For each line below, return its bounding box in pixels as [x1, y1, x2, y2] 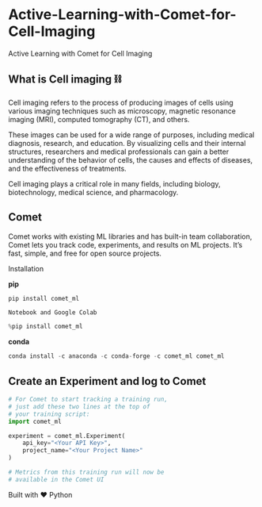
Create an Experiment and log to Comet [8, 374, 207, 388]
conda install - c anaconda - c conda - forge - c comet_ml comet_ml [8, 352, 225, 360]
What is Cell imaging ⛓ [8, 73, 122, 86]
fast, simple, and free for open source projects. [8, 248, 162, 258]
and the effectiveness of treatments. [8, 163, 127, 173]
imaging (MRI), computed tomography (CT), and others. [8, 114, 190, 124]
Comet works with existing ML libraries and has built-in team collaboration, [8, 232, 253, 241]
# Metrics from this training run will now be [8, 468, 165, 476]
